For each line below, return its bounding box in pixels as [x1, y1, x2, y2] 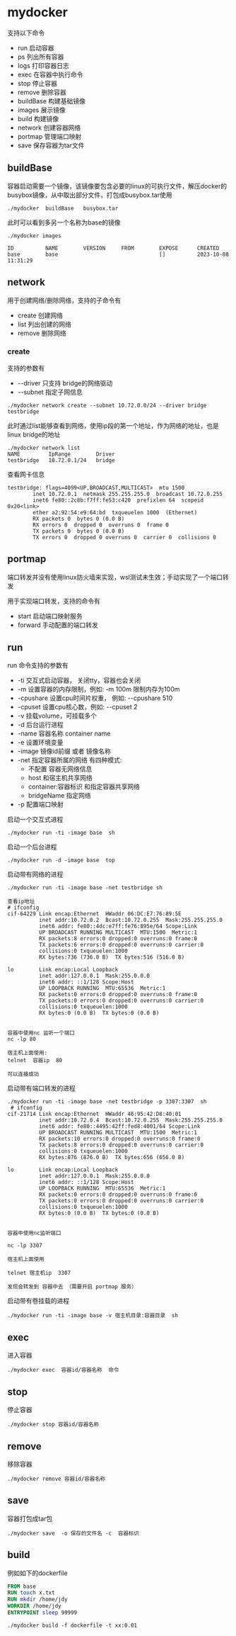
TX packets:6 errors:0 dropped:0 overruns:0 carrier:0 [38, 942, 203, 949]
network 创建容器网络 [17, 123, 81, 132]
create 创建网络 [17, 311, 64, 320]
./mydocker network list [7, 444, 81, 451]
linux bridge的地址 [7, 430, 61, 439]
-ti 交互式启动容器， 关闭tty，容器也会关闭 [17, 676, 141, 684]
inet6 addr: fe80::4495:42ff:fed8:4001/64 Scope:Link [38, 1123, 201, 1130]
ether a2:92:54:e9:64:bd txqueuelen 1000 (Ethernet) [33, 509, 198, 516]
